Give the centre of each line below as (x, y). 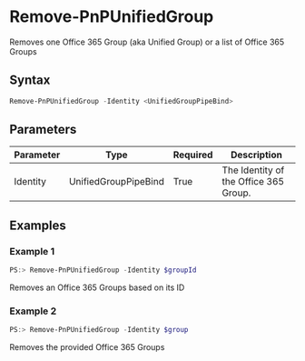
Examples (38, 225)
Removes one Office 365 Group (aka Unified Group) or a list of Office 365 (147, 42)
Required (193, 155)
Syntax (30, 80)
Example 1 (32, 251)
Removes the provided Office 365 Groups (87, 347)
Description (256, 155)
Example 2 (33, 311)
